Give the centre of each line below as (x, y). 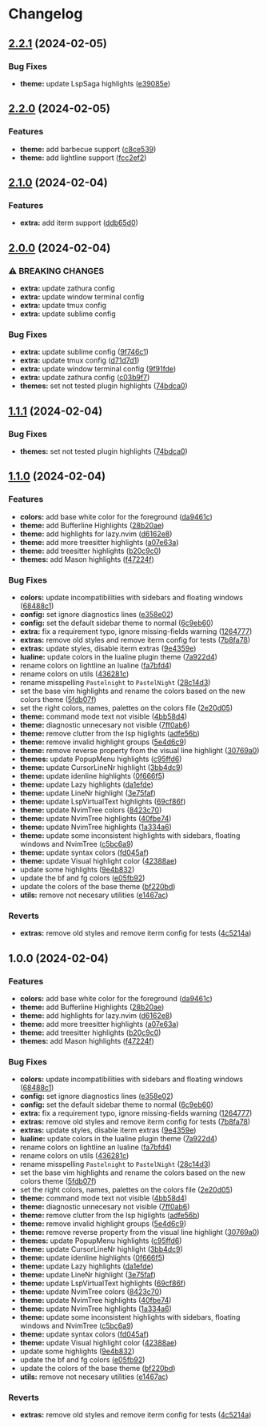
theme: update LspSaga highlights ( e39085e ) (95, 83)
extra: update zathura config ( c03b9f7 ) (85, 378)
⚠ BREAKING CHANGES (56, 271)
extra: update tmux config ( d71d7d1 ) (80, 360)
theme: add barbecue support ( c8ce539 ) (88, 149)
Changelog (46, 14)
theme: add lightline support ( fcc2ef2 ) (83, 158)
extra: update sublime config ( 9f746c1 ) (84, 352)
